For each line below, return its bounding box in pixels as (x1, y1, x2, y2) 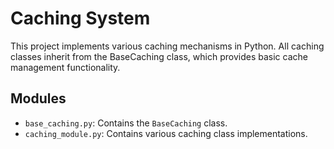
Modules (10, 90, 67, 107)
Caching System (10, 7, 151, 30)
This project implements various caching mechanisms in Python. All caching (10, 40, 325, 52)
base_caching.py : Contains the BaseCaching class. (24, 117, 228, 129)
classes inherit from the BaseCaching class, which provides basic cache (10, 50, 308, 62)
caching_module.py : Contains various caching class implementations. (24, 127, 308, 139)
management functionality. (10, 61, 121, 73)
